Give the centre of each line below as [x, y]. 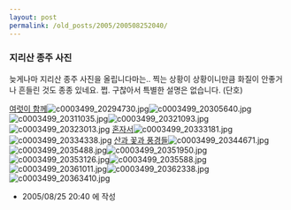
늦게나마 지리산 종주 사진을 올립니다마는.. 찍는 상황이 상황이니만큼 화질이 [134, 79]
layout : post [33, 17]
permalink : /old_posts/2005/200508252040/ [88, 26]
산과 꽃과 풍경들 [141, 140]
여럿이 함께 [28, 109]
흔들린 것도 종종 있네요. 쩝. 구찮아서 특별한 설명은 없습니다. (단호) [130, 90]
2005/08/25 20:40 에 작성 [69, 196]
